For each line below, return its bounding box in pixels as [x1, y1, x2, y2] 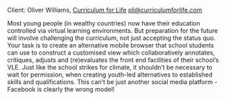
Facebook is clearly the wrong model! [7, 86, 115, 93]
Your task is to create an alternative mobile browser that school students [7, 41, 214, 49]
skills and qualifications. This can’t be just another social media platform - [7, 78, 218, 86]
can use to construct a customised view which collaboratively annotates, [7, 48, 215, 57]
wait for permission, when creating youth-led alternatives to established [7, 70, 213, 79]
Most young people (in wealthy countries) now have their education [7, 19, 200, 27]
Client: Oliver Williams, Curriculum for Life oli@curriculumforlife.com [7, 6, 202, 14]
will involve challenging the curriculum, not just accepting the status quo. [7, 34, 216, 42]
